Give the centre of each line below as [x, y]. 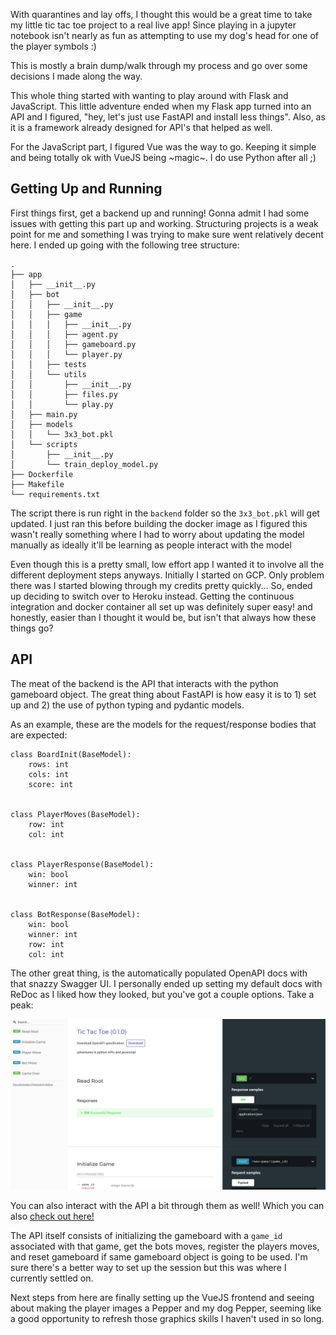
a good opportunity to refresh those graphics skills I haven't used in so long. [167, 1319]
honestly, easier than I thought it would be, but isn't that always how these [163, 617]
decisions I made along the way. [76, 76]
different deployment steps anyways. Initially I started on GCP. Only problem [167, 575]
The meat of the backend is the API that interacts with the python [144, 683]
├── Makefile [37, 484]
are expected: [39, 735]
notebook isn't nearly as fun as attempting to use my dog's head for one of [165, 35]
